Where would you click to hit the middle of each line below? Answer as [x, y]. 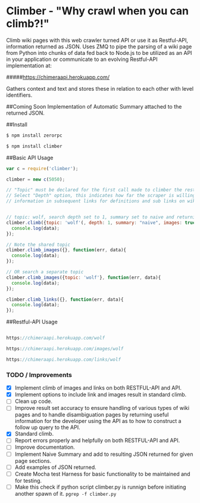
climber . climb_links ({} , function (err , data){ [65, 300]
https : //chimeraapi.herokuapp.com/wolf [56, 338]
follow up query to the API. [47, 427]
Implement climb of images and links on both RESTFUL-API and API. [98, 388]
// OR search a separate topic [45, 272]
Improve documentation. [45, 447]
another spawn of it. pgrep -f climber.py [65, 493]
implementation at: [29, 65]
